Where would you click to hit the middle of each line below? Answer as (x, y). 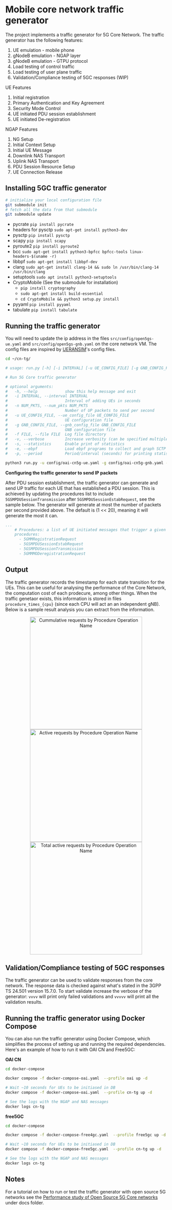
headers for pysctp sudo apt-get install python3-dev (70, 230)
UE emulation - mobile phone (44, 50)
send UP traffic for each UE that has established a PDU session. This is (80, 488)
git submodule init (26, 205)
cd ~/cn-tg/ (18, 359)
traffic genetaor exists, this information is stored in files (63, 599)
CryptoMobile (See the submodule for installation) (66, 283)
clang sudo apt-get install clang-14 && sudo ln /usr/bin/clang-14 (86, 267)
